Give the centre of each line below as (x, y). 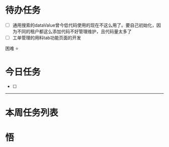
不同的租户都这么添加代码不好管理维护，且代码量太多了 (74, 31)
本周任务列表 (32, 113)
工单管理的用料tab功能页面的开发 (47, 38)
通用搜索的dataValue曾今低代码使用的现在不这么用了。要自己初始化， (84, 25)
